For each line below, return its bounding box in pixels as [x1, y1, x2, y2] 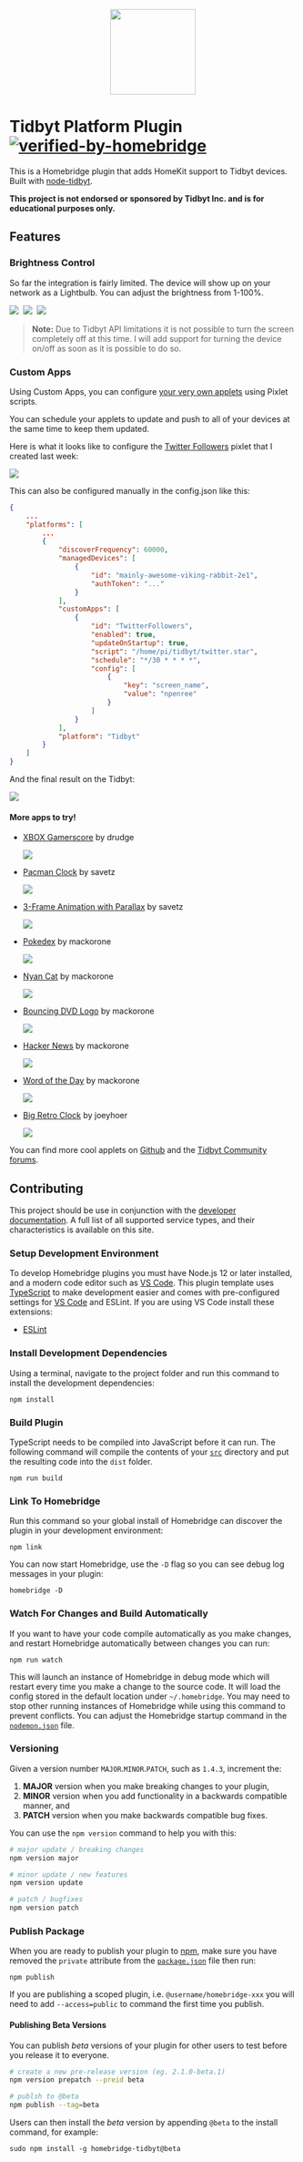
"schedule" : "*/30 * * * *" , [90, 655, 202, 664]
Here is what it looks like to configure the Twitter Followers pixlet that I [9, 440, 273, 451]
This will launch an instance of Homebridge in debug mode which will [9, 1671, 270, 1682]
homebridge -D [9, 1586, 64, 1595]
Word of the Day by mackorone [22, 1076, 140, 1086]
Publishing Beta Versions [9, 2019, 107, 2030]
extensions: [9, 1306, 53, 1317]
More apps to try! [9, 811, 76, 822]
